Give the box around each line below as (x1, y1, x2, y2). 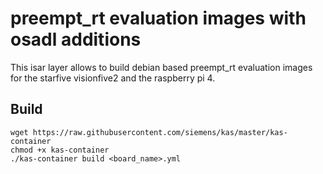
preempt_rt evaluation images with (10, 7, 307, 30)
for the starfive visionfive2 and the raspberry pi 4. (10, 72, 216, 84)
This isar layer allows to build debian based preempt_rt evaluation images (10, 61, 313, 73)
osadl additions (10, 28, 142, 51)
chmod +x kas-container (10, 145, 110, 155)
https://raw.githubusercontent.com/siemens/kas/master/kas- (32, 127, 288, 137)
